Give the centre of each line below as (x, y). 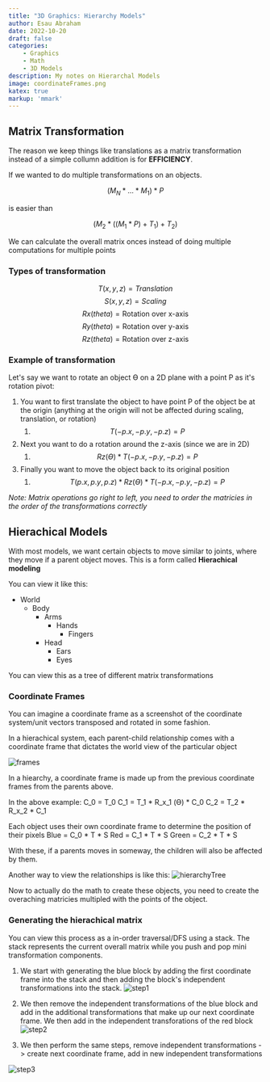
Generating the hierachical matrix (75, 920)
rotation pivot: (31, 386)
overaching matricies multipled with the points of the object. (108, 899)
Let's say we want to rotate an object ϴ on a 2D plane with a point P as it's (132, 377)
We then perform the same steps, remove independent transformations (138, 1045)
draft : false (30, 38)
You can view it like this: (48, 584)
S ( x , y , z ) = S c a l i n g (135, 301)
